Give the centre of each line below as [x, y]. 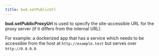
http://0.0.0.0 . [21, 48]
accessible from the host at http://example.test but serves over [71, 43]
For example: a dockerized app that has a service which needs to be [75, 38]
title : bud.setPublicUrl [31, 9]
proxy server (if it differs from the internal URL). [54, 28]
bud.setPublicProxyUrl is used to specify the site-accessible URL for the [80, 23]
